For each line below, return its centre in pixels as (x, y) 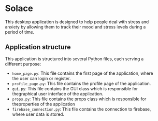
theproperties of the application (43, 104)
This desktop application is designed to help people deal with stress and (77, 22)
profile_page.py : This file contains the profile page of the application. (81, 83)
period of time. (20, 32)
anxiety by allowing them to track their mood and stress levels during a (75, 27)
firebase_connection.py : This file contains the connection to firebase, (81, 109)
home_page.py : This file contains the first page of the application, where (82, 73)
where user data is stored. (38, 114)
